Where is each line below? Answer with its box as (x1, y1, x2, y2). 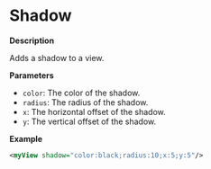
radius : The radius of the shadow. (22, 96, 149, 108)
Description (9, 35, 55, 46)
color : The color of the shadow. (22, 87, 141, 98)
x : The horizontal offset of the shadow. (22, 106, 166, 117)
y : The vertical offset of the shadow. (22, 116, 157, 127)
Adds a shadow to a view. (9, 52, 105, 63)
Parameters (9, 69, 54, 81)
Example (9, 133, 43, 144)
